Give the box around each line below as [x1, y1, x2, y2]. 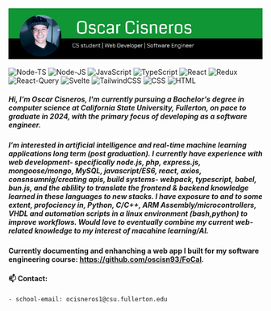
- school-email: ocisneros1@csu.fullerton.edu [8, 296, 168, 304]
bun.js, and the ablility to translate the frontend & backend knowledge [8, 183, 249, 193]
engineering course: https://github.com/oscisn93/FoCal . [8, 255, 204, 264]
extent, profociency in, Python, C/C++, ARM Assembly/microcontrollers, [8, 200, 256, 209]
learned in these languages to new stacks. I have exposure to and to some [8, 191, 263, 201]
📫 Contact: [8, 273, 48, 283]
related [8, 226, 34, 235]
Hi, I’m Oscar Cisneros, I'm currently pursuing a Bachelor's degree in [8, 94, 244, 104]
